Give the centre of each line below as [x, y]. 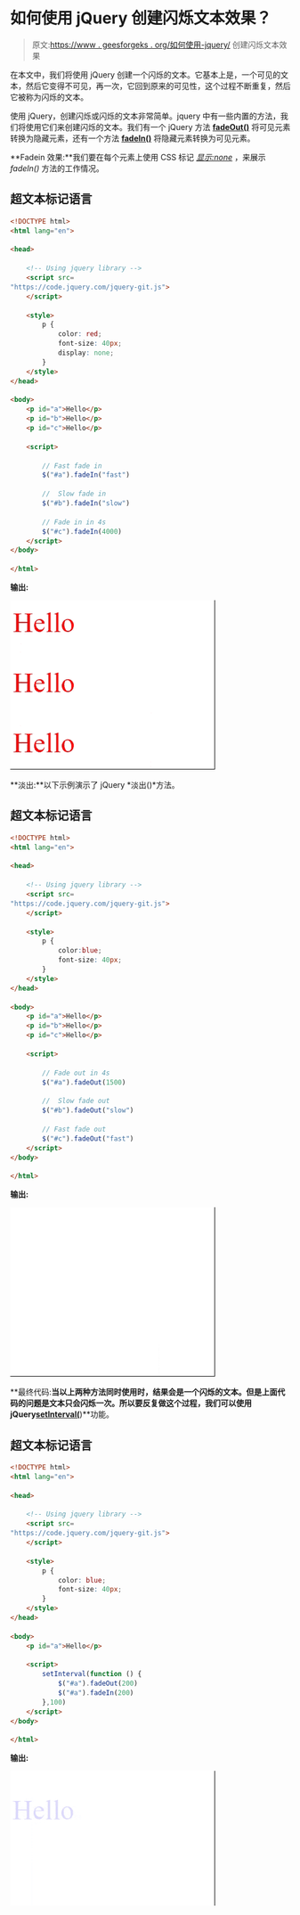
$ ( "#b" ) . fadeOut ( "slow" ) [88, 1110]
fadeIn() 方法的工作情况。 [57, 168]
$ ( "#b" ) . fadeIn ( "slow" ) [86, 503]
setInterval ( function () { [92, 1674]
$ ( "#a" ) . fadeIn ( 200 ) [96, 1693]
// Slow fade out [76, 1101]
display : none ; [86, 353]
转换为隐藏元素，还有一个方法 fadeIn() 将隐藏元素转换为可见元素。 [133, 138]
